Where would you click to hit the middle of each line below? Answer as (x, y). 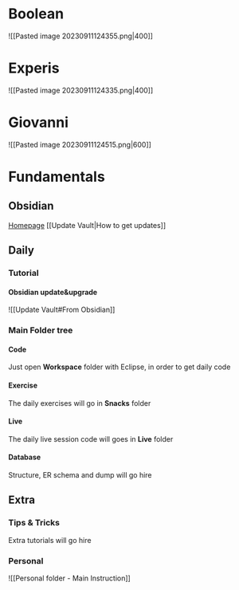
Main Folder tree (41, 330)
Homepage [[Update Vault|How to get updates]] (87, 225)
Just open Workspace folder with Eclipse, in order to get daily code (119, 367)
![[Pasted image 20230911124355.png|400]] (81, 36)
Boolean (36, 14)
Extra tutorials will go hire (50, 540)
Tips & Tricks (34, 523)
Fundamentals (57, 177)
